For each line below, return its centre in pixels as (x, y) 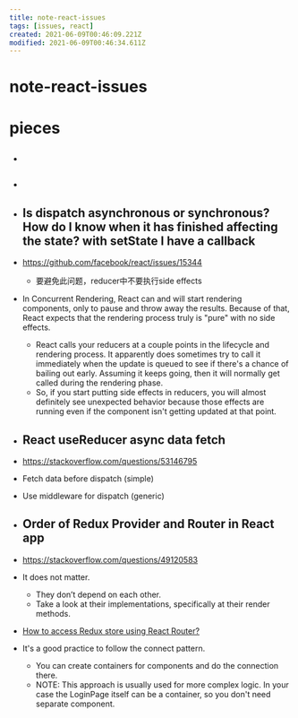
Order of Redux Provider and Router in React (148, 524)
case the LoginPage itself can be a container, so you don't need (153, 694)
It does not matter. (56, 577)
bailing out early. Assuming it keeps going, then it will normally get (158, 374)
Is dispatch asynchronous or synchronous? (146, 213)
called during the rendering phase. (99, 383)
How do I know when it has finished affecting (150, 226)
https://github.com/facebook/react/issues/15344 (112, 263)
